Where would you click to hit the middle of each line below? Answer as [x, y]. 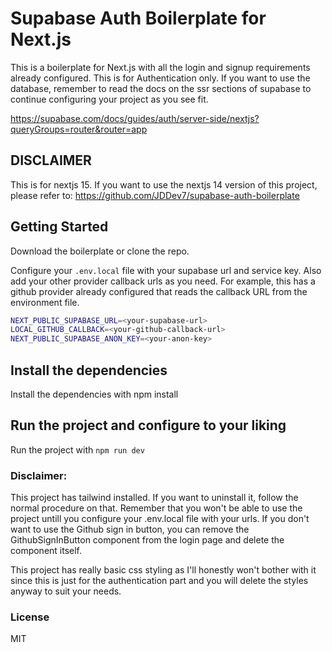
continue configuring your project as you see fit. [109, 99]
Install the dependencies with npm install [94, 394]
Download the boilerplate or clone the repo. [100, 251]
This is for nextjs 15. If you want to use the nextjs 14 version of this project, [164, 184]
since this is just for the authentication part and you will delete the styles [159, 581]
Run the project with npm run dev [77, 449]
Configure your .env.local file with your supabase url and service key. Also [166, 270]
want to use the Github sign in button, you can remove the [130, 529]
